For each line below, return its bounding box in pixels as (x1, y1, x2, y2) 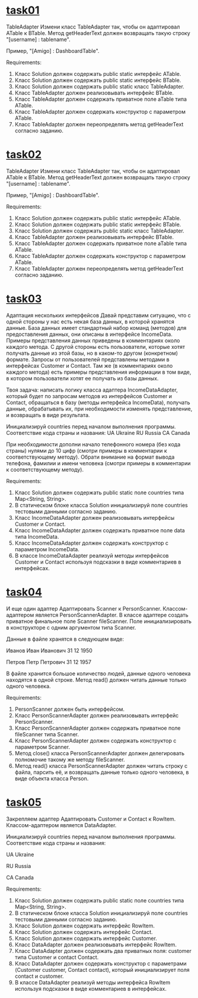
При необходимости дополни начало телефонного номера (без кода (6, 440, 181, 448)
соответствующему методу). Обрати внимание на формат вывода (6, 453, 175, 460)
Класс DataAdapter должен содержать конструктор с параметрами (14, 959, 187, 967)
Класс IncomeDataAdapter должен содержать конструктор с (14, 539, 169, 546)
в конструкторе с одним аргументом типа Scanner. (6, 624, 136, 631)
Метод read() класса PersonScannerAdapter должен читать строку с (14, 762, 188, 769)
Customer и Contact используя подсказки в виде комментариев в (14, 558, 181, 565)
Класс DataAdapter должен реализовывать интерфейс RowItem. (14, 941, 177, 948)
